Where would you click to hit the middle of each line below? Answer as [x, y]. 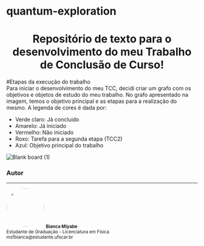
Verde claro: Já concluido [47, 119]
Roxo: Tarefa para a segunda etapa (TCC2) [69, 139]
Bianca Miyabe [61, 227]
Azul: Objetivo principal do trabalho [59, 146]
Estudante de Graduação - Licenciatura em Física [58, 232]
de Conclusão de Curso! [102, 65]
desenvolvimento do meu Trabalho [102, 52]
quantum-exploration [61, 11]
